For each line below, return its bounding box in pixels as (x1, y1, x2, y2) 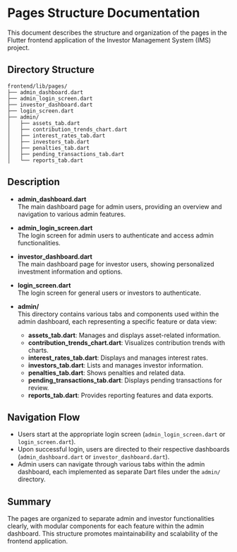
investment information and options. (17, 267, 123, 276)
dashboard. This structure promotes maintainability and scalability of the (7, 529, 219, 538)
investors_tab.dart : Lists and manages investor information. (28, 360, 204, 369)
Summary (7, 495, 51, 507)
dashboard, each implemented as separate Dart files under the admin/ (17, 468, 221, 476)
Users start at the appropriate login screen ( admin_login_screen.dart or (17, 430, 226, 439)
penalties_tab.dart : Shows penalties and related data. (28, 368, 186, 377)
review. (28, 383, 49, 392)
